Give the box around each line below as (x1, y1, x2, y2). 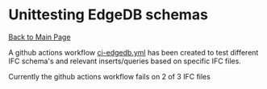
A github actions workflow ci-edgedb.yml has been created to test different (8, 47, 259, 57)
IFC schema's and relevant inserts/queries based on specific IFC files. (8, 56, 242, 66)
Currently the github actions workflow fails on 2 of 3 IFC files (8, 71, 211, 81)
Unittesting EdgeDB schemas (8, 6, 208, 24)
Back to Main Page (8, 32, 71, 42)
